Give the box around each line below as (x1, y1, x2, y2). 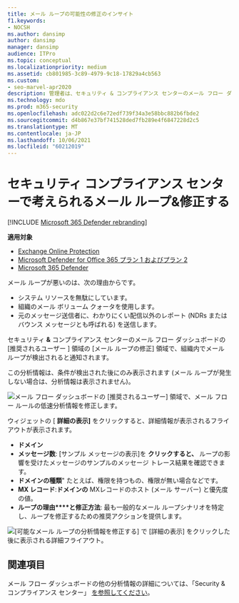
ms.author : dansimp (7, 30, 66, 38)
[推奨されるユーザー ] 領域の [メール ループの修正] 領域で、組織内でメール (7, 344, 225, 353)
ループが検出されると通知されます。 (7, 353, 113, 362)
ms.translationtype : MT (7, 123, 78, 131)
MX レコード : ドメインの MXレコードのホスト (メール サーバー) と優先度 (17, 485, 228, 494)
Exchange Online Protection (17, 247, 100, 255)
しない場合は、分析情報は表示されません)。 (7, 377, 135, 386)
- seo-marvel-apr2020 (7, 83, 72, 91)
